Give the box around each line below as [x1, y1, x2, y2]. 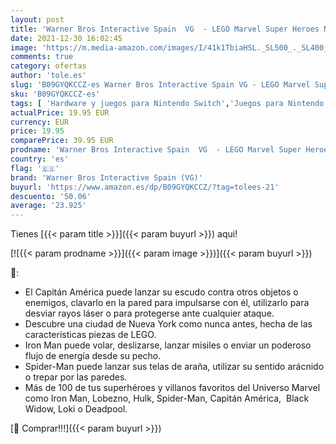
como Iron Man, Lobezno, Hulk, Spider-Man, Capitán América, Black [24, 392, 310, 405]
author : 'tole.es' [10, 71, 87, 81]
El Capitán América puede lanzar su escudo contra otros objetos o [24, 286, 299, 298]
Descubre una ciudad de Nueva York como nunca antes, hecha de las [24, 318, 313, 330]
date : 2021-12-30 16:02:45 [10, 33, 123, 43]
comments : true [10, 52, 74, 62]
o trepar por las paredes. [24, 371, 128, 383]
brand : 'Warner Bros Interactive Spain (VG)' [10, 172, 203, 183]
